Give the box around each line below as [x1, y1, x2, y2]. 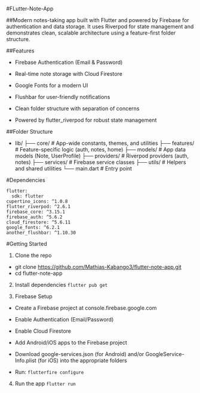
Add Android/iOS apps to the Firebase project [14, 339, 127, 346]
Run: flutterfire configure [14, 369, 84, 375]
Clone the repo [14, 252, 52, 259]
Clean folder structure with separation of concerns [14, 105, 140, 112]
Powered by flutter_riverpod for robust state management [14, 116, 157, 123]
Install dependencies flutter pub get [14, 281, 108, 288]
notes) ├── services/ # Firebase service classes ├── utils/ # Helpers [14, 159, 186, 166]
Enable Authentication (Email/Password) [14, 316, 114, 323]
